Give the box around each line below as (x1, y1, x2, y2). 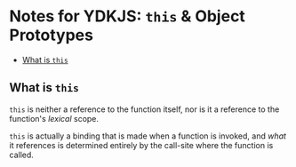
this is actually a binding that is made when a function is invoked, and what (9, 131, 287, 141)
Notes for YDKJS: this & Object (9, 6, 246, 27)
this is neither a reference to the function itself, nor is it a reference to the (9, 104, 280, 115)
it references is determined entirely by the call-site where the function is (9, 139, 274, 150)
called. (9, 149, 34, 160)
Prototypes (9, 25, 93, 45)
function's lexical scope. (9, 113, 100, 123)
